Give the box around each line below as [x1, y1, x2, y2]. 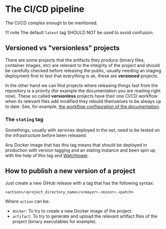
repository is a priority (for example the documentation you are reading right [5, 88, 161, 94]
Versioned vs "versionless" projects [5, 44, 120, 53]
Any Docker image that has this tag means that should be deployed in [5, 142, 147, 148]
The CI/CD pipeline [5, 3, 85, 15]
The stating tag [5, 115, 44, 122]
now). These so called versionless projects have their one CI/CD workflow [5, 93, 158, 99]
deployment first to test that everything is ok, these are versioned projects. [5, 73, 159, 79]
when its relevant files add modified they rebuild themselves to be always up [5, 98, 162, 104]
